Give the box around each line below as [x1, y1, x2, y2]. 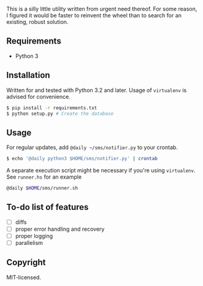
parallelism [15, 239, 43, 246]
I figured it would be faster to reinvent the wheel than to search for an [6, 12, 182, 19]
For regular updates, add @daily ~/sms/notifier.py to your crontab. [6, 144, 178, 151]
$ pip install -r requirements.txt [6, 104, 98, 111]
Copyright [6, 257, 46, 268]
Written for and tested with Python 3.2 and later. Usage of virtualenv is [6, 86, 187, 94]
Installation [6, 70, 50, 80]
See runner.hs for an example [6, 173, 82, 180]
